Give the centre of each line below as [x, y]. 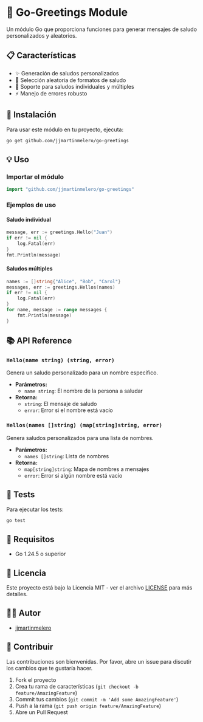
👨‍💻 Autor [24, 613]
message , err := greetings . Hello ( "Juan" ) [60, 232]
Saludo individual [29, 219]
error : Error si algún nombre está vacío [73, 475]
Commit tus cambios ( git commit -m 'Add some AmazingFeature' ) [97, 699]
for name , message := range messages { [57, 310]
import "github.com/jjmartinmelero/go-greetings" [71, 190]
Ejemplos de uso [31, 205]
